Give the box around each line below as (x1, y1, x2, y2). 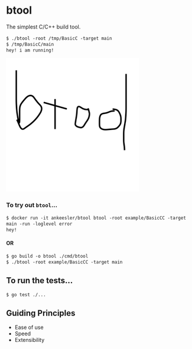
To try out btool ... (6, 201, 58, 209)
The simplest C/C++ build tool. (6, 23, 81, 30)
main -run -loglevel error (6, 221, 73, 227)
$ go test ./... (6, 292, 46, 298)
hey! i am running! (6, 47, 54, 53)
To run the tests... (6, 275, 73, 285)
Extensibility (14, 337, 45, 344)
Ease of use (14, 324, 44, 331)
